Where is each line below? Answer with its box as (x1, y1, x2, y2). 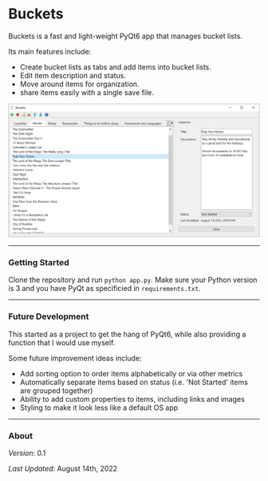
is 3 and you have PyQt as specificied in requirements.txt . (8, 284, 201, 293)
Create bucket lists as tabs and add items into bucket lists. (19, 62, 211, 72)
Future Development (8, 311, 89, 322)
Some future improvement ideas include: (8, 353, 142, 363)
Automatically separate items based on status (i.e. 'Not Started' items (19, 377, 249, 387)
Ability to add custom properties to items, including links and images (19, 394, 245, 403)
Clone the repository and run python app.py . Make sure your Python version (8, 275, 258, 284)
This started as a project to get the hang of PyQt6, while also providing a (8, 329, 246, 339)
